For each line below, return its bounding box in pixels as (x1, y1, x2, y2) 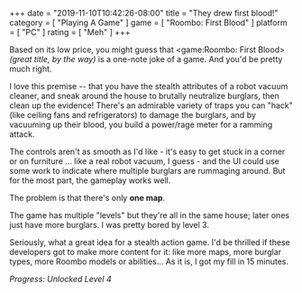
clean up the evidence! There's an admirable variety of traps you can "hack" (9, 100, 293, 111)
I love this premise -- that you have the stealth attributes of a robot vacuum (9, 81, 288, 91)
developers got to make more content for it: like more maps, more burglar (9, 247, 282, 257)
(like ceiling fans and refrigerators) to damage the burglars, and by (9, 110, 257, 120)
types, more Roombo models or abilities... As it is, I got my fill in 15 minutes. (9, 256, 289, 267)
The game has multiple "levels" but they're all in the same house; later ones (9, 210, 290, 220)
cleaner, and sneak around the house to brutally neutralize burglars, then (9, 90, 279, 101)
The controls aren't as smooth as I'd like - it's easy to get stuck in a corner (9, 146, 286, 157)
